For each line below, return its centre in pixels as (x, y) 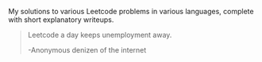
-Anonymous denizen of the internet (87, 50)
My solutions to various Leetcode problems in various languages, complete (131, 11)
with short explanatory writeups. (61, 20)
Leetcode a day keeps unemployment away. (100, 35)
